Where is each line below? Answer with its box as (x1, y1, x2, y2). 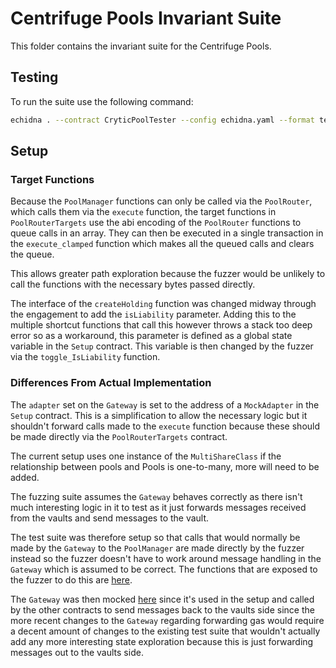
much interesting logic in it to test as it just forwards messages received (10, 501, 307, 513)
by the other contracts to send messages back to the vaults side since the (10, 603, 315, 616)
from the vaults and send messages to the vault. (10, 512, 210, 524)
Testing (10, 69, 59, 86)
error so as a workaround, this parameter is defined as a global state (10, 330, 293, 342)
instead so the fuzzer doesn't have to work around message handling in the (10, 552, 322, 564)
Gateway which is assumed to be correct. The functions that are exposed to (10, 563, 318, 575)
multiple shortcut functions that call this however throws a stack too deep (10, 319, 313, 331)
